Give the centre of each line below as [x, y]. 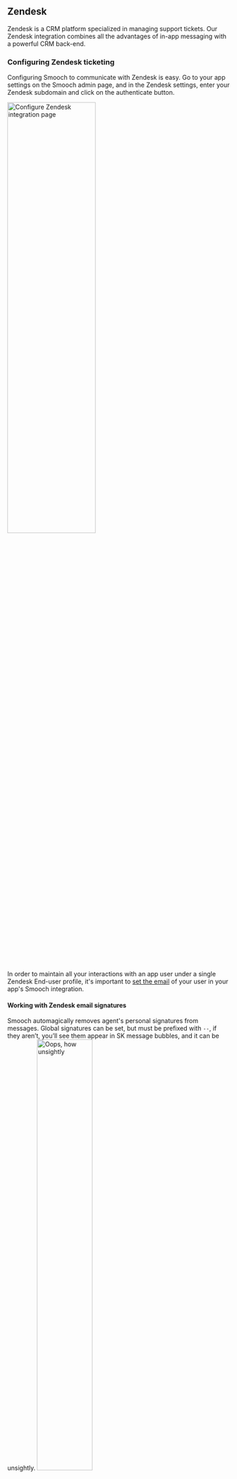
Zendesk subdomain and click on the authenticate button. [91, 93]
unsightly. [22, 1468]
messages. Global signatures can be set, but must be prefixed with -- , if [112, 1029]
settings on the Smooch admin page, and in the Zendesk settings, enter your [119, 85]
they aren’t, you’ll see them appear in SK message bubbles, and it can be [114, 1036]
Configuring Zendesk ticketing [61, 62]
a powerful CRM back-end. [47, 43]
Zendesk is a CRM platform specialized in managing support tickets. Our [112, 28]
